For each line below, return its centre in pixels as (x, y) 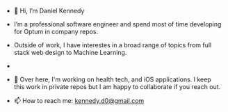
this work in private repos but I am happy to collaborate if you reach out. (117, 87)
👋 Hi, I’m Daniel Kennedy (49, 11)
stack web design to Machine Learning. (70, 53)
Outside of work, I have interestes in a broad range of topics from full (113, 45)
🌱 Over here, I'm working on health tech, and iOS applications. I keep (113, 79)
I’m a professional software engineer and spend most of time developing (117, 24)
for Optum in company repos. (56, 32)
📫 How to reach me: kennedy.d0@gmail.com (79, 101)
